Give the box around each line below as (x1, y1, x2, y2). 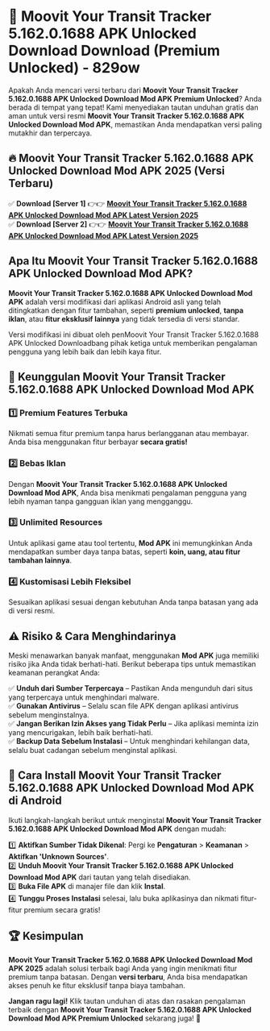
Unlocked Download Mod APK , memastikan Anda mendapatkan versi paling (8, 119, 263, 129)
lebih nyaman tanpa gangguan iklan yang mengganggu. (8, 496, 193, 506)
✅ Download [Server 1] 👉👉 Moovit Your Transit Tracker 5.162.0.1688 (8, 198, 247, 208)
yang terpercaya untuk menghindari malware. (8, 692, 160, 702)
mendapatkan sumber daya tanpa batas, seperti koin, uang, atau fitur (8, 547, 241, 556)
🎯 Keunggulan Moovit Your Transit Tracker (8, 370, 226, 384)
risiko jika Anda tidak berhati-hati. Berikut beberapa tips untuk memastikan (8, 659, 256, 668)
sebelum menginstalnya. (8, 709, 90, 720)
